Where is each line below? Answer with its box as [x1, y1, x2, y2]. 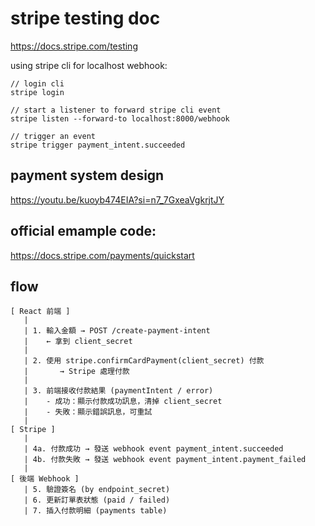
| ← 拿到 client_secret [23, 337, 133, 347]
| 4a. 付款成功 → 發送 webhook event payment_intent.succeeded [23, 444, 284, 454]
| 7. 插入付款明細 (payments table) [23, 506, 168, 516]
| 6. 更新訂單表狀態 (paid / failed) [23, 495, 171, 506]
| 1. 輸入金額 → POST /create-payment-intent [23, 326, 211, 336]
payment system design [10, 167, 165, 184]
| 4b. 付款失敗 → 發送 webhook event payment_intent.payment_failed [23, 455, 307, 465]
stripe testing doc [10, 7, 161, 30]
